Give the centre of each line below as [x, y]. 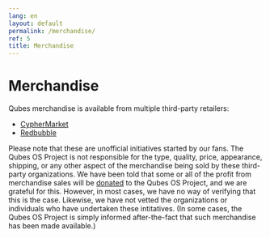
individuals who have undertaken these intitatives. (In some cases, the [125, 209]
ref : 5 [19, 38]
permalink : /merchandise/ [52, 31]
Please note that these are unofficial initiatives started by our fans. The [126, 149]
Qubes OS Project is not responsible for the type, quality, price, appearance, [135, 157]
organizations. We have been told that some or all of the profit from [140, 174]
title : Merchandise [41, 46]
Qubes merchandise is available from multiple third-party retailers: [119, 108]
